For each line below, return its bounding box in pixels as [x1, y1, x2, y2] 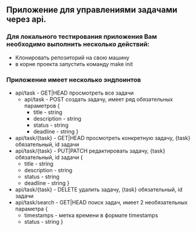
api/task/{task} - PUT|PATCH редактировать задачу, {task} [15, 147, 166, 154]
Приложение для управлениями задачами [6, 5, 178, 15]
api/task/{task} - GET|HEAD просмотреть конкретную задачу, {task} [15, 134, 191, 141]
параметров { [24, 102, 60, 109]
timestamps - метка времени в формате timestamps [24, 212, 158, 219]
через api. [6, 15, 47, 25]
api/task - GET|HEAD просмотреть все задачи [15, 89, 134, 96]
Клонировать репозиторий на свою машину [15, 54, 130, 61]
